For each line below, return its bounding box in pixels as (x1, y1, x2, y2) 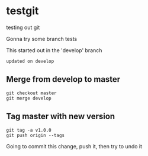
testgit (6, 4, 39, 18)
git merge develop (6, 95, 52, 101)
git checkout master (6, 90, 57, 96)
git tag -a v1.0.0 (6, 127, 52, 133)
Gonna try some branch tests (6, 35, 78, 42)
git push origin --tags (6, 132, 65, 138)
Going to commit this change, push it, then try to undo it (6, 142, 143, 149)
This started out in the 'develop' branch (6, 46, 102, 54)
